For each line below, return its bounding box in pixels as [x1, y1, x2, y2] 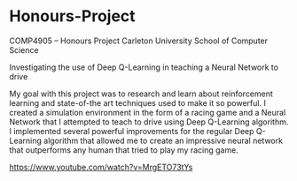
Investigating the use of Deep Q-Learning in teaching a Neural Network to [9, 62, 279, 72]
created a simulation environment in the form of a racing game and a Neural [9, 107, 286, 117]
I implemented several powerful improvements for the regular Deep [9, 125, 254, 136]
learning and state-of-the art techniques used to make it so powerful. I [9, 97, 266, 108]
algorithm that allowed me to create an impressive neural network [43, 135, 284, 146]
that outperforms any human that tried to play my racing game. [9, 144, 239, 155]
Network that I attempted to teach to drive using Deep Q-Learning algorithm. [9, 117, 289, 127]
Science [9, 44, 39, 55]
